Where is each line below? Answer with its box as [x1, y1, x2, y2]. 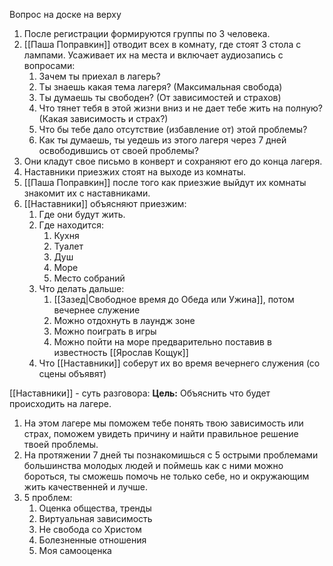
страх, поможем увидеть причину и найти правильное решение [23, 428, 299, 439]
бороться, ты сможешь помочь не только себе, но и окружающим [23, 470, 310, 482]
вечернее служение [53, 304, 141, 316]
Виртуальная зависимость [38, 513, 153, 524]
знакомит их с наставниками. [23, 187, 151, 199]
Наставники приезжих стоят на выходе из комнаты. [23, 166, 247, 178]
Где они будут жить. [38, 209, 126, 220]
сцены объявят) [38, 368, 107, 379]
